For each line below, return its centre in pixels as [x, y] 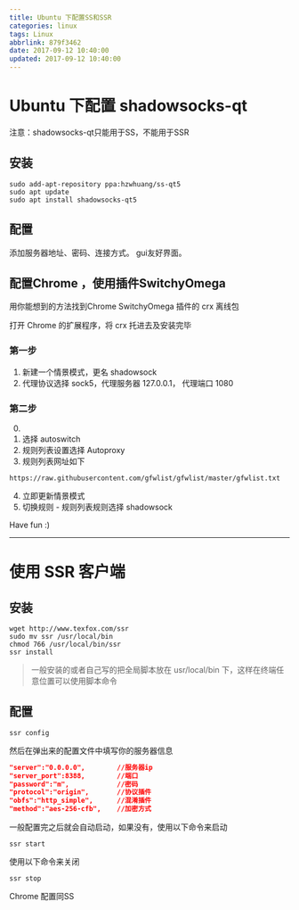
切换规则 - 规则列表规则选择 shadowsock [97, 507]
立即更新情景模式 [53, 495]
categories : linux [43, 26]
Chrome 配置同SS [42, 897]
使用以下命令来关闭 [44, 862]
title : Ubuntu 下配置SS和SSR [61, 17]
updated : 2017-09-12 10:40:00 [65, 59]
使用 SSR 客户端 [68, 572]
